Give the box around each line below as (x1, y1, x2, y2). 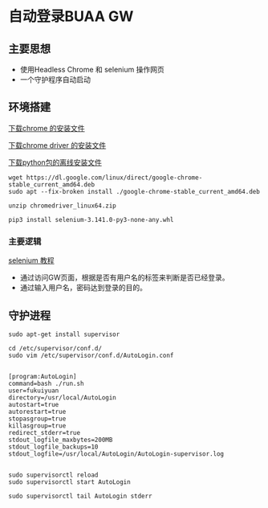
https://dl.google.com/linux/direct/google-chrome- (26, 174, 203, 182)
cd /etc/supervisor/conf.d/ (8, 344, 103, 352)
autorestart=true (8, 408, 67, 416)
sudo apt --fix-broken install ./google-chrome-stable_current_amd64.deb (8, 187, 261, 195)
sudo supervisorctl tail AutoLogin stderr (8, 492, 152, 500)
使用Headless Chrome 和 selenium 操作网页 (19, 65, 164, 74)
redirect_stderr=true (8, 428, 81, 436)
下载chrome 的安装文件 (8, 123, 86, 133)
